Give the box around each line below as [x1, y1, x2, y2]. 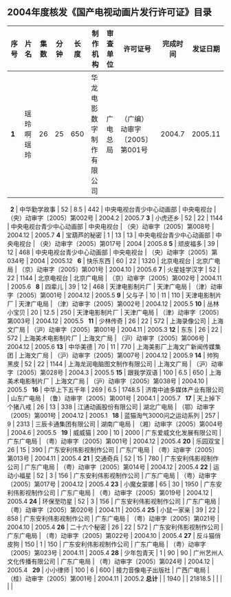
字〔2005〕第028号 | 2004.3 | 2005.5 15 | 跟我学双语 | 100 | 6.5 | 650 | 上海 [7, 368, 221, 376]
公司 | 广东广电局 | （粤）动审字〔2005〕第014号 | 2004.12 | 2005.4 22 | [7, 462, 212, 471]
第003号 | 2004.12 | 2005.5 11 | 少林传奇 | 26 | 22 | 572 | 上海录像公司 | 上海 [7, 317, 224, 325]
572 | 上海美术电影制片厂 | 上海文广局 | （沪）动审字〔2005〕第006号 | [7, 334, 208, 342]
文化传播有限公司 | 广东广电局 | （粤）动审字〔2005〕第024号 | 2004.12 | [7, 557, 214, 565]
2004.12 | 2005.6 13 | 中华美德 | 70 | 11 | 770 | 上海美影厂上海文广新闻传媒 [7, 342, 215, 350]
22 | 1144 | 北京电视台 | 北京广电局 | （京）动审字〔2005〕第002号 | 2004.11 [7, 273, 222, 282]
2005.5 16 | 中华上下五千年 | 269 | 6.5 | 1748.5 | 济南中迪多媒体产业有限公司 [7, 385, 224, 394]
